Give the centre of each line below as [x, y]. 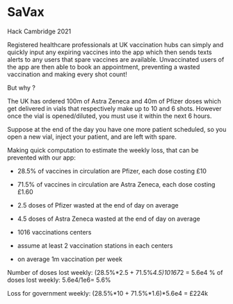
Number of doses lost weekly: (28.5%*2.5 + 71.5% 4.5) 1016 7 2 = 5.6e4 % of [115, 272]
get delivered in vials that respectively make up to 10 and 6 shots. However [114, 108]
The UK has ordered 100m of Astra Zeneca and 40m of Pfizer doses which [114, 101]
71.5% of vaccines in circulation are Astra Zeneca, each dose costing [116, 184]
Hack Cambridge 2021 [39, 31]
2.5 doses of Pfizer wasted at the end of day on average [98, 205]
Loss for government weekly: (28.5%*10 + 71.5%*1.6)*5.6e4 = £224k [108, 293]
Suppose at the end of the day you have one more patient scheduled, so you [117, 129]
